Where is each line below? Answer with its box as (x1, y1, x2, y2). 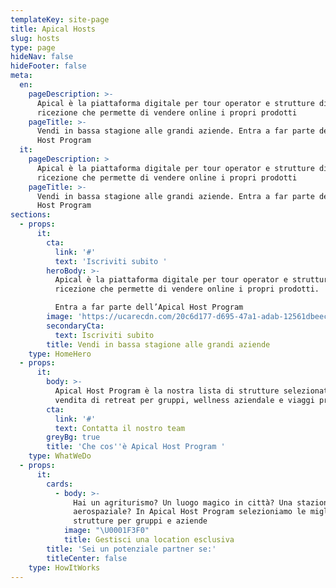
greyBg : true (46, 432, 101, 443)
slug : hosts (10, 33, 60, 43)
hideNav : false (10, 52, 74, 62)
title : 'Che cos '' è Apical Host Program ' (46, 442, 226, 452)
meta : (10, 71, 33, 81)
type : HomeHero (28, 349, 92, 359)
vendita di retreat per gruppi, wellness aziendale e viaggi (54, 395, 315, 405)
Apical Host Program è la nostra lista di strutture (54, 386, 280, 396)
